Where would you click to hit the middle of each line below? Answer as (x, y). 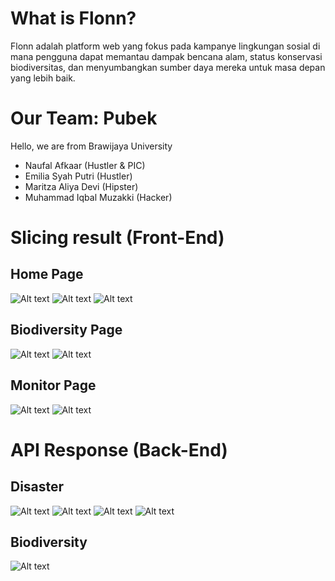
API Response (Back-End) (119, 449)
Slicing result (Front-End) (117, 238)
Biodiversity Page (66, 330)
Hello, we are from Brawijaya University (91, 146)
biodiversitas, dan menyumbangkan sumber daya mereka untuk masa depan (168, 67)
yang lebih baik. (43, 78)
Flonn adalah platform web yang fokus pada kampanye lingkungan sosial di (165, 46)
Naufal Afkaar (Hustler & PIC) (85, 165)
